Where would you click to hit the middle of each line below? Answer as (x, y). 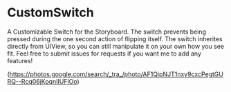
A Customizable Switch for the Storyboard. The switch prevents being (107, 32)
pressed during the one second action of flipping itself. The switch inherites (115, 38)
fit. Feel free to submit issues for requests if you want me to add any (104, 54)
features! (20, 60)
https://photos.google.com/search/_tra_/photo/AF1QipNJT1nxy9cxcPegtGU (116, 74)
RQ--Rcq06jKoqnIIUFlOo (42, 81)
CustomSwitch (51, 13)
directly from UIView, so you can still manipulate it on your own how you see (116, 46)
